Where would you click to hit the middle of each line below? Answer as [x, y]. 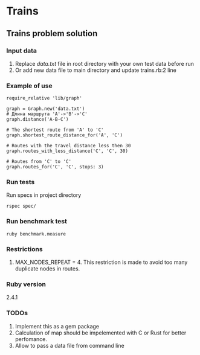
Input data [22, 51]
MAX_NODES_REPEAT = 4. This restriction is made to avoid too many [101, 262]
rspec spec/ [21, 206]
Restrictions [25, 249]
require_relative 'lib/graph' [44, 98]
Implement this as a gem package [57, 326]
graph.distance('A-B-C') [37, 120]
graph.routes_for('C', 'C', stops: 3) [55, 167]
